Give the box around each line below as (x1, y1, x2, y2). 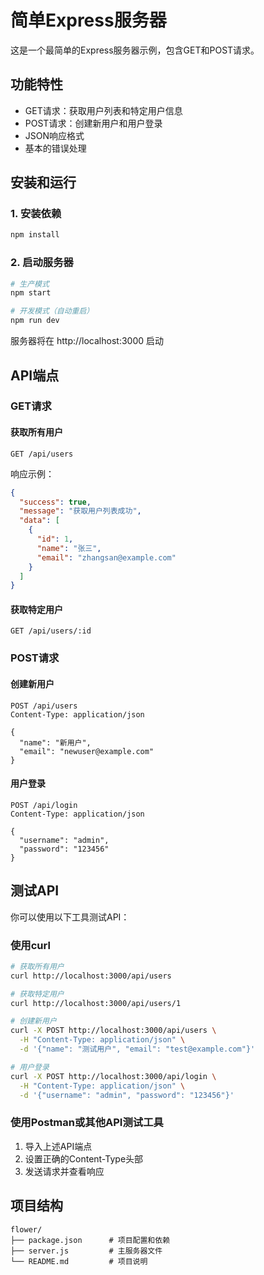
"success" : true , (19, 497, 92, 507)
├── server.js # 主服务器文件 (10, 1246, 163, 1256)
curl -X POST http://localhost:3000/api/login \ (10, 1071, 217, 1081)
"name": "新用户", (19, 737, 92, 748)
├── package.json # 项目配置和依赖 (10, 1235, 171, 1245)
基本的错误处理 (24, 142, 87, 154)
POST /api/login (10, 800, 78, 810)
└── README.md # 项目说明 (10, 1256, 148, 1266)
